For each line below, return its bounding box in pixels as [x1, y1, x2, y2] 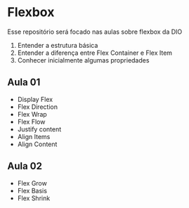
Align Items [17, 132, 51, 141]
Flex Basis [17, 186, 48, 195]
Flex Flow [17, 117, 46, 126]
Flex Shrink [17, 194, 51, 202]
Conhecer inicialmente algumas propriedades [17, 56, 150, 64]
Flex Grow [17, 178, 47, 187]
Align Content [17, 140, 58, 148]
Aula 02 [7, 160, 42, 172]
